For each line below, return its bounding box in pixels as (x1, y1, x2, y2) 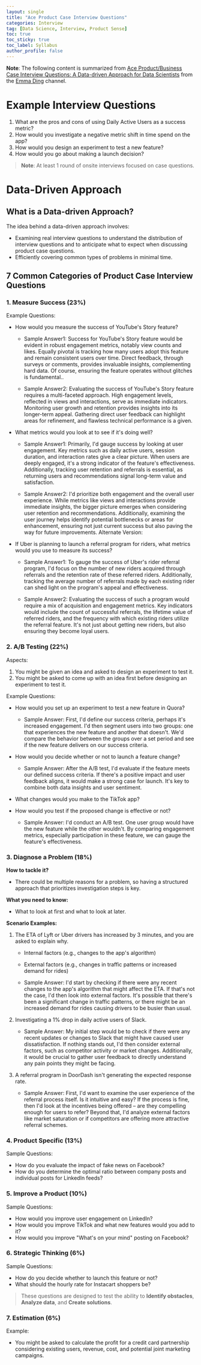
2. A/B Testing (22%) (6, 643, 69, 651)
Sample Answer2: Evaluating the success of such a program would (23, 596, 190, 603)
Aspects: (6, 656, 28, 663)
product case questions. (14, 247, 76, 254)
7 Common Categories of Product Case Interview (6, 271, 193, 281)
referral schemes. (23, 1121, 68, 1128)
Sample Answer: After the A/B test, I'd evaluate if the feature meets (23, 764, 190, 771)
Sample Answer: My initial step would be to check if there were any (23, 1028, 191, 1035)
